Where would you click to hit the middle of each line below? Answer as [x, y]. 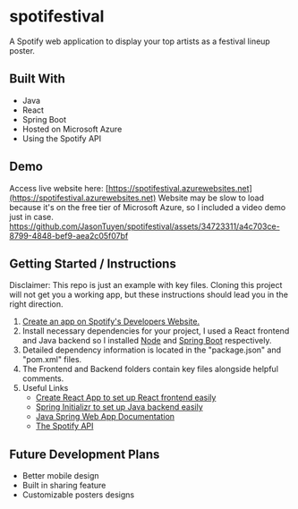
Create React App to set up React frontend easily [126, 398]
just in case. [31, 216]
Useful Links [45, 388]
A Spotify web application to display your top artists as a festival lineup [140, 41]
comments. [43, 378]
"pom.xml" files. [52, 360]
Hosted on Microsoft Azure [72, 129]
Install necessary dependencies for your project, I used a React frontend [156, 331]
